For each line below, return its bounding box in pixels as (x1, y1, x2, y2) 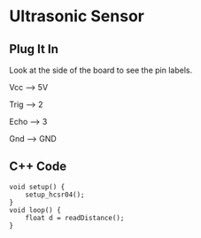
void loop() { (9, 205, 62, 214)
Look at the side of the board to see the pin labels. (9, 65, 193, 75)
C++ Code (9, 159, 67, 174)
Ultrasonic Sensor (9, 6, 144, 27)
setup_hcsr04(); (25, 190, 86, 199)
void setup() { (9, 182, 66, 191)
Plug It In (9, 42, 59, 57)
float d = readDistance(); (25, 213, 125, 222)
